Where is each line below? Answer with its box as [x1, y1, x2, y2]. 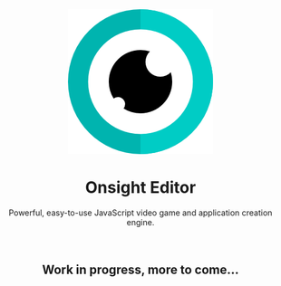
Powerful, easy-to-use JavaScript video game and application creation [8, 207, 273, 218]
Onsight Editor [84, 177, 197, 198]
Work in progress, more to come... [42, 262, 239, 278]
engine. [126, 216, 155, 227]
